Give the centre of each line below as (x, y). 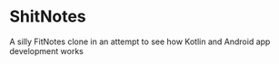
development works (46, 50)
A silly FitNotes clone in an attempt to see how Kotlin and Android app (140, 41)
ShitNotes (48, 17)
